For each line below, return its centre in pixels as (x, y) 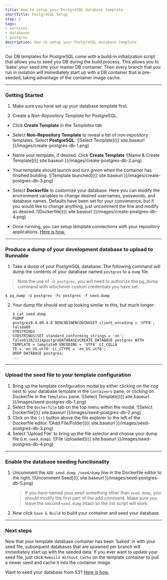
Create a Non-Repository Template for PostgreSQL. (65, 116)
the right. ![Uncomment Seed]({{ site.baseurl (58, 478)
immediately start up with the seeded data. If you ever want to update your (82, 552)
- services (16, 28)
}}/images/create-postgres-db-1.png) (51, 145)
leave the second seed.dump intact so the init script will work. (87, 503)
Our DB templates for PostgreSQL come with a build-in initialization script (80, 56)
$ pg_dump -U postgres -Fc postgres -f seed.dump (58, 296)
